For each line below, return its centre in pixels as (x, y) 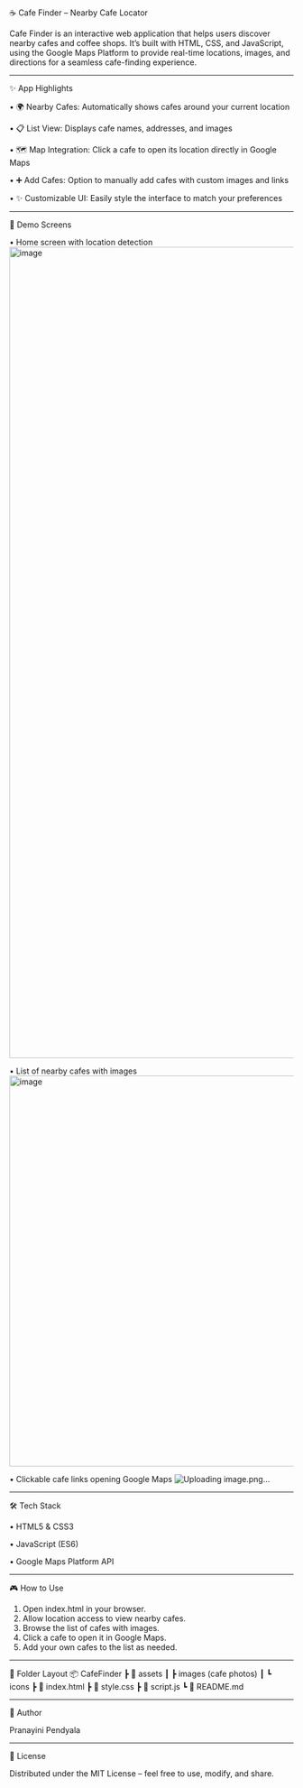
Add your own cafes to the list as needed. (100, 1647)
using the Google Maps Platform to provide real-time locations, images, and (150, 53)
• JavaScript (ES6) (44, 1544)
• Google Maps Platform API (62, 1562)
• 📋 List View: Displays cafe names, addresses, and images (121, 128)
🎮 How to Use (37, 1588)
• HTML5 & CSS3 (41, 1526)
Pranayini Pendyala (45, 1730)
